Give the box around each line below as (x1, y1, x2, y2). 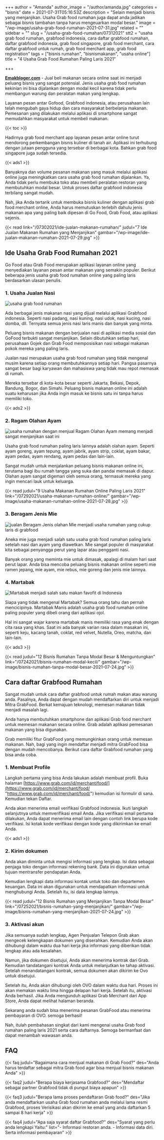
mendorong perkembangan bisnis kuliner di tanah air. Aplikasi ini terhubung (5, 140, 157, 146)
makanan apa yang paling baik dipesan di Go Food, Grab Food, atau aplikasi (5, 210, 158, 215)
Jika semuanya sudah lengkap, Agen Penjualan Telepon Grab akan (5, 932, 139, 938)
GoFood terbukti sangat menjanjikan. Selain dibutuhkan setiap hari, (5, 335, 140, 341)
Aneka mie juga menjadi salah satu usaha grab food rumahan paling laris (5, 536, 151, 542)
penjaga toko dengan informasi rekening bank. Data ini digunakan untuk (5, 864, 150, 870)
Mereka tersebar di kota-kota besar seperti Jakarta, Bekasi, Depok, (5, 380, 141, 386)
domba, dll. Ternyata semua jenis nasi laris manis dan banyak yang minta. (5, 321, 153, 326)
